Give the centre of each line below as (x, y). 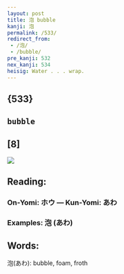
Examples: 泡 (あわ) (40, 223)
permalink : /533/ (32, 33)
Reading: (27, 182)
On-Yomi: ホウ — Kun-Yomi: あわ (62, 202)
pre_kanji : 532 (29, 59)
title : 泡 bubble (32, 20)
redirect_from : (29, 39)
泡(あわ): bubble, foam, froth (48, 263)
